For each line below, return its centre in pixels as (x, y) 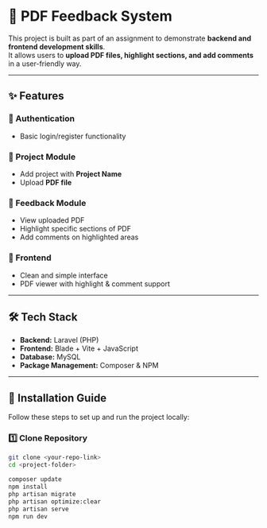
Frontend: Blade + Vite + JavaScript (79, 348)
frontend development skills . (57, 46)
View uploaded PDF (52, 220)
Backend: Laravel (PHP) (59, 340)
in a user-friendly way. (45, 64)
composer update (35, 479)
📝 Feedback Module (47, 203)
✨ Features (36, 96)
